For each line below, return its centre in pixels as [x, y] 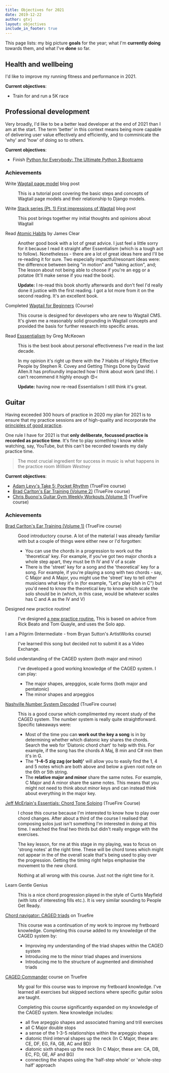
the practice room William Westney [54, 466]
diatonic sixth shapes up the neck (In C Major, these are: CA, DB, [92, 1049]
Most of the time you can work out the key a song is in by [85, 735]
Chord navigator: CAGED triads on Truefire [49, 916]
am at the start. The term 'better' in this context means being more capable [83, 129]
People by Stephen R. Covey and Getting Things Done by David [84, 366]
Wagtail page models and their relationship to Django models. [82, 199]
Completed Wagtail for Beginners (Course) [49, 306]
